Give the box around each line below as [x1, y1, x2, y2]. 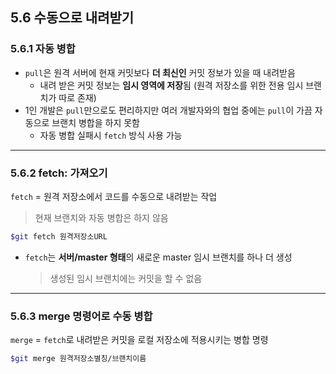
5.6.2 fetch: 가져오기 [10, 166, 108, 180]
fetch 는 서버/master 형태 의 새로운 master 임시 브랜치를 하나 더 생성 [24, 251, 293, 263]
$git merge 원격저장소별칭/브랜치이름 [10, 354, 147, 364]
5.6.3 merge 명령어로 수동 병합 [10, 309, 153, 323]
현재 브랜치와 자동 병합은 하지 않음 [34, 211, 169, 223]
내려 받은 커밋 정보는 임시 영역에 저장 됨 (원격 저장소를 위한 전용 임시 [39, 79, 304, 91]
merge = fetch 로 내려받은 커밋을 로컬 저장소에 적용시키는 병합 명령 [10, 334, 269, 346]
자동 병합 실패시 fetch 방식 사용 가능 [39, 129, 183, 141]
